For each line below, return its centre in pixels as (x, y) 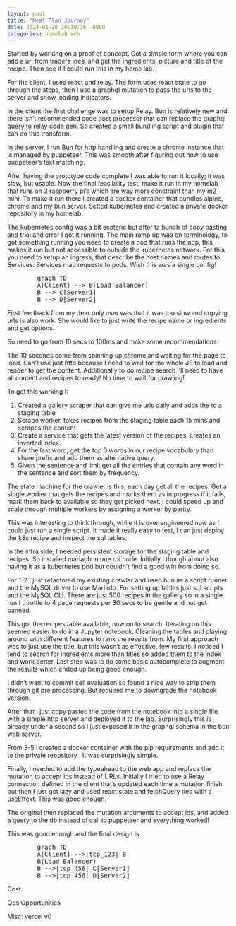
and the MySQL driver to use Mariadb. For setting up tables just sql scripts (115, 588)
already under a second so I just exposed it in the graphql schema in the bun (118, 727)
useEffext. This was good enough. (57, 799)
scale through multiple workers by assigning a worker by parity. (100, 509)
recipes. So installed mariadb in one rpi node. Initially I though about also (113, 559)
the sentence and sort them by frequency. (78, 473)
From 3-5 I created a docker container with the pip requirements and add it (116, 748)
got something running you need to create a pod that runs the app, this (110, 242)
